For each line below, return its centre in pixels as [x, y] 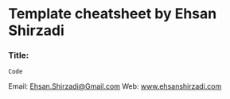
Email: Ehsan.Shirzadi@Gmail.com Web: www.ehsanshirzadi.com [115, 86]
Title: [19, 55]
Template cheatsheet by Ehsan [113, 14]
